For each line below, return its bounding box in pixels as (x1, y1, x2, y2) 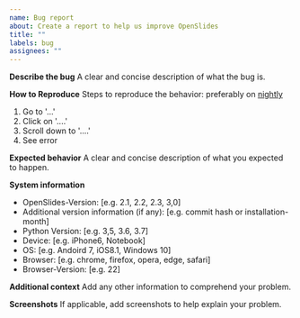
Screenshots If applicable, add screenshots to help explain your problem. (9, 299, 282, 310)
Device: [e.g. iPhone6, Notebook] (22, 235, 146, 246)
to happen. (9, 162, 49, 173)
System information (9, 179, 85, 190)
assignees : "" (9, 47, 63, 56)
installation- (244, 206, 289, 217)
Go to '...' (22, 106, 56, 117)
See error (22, 135, 58, 146)
